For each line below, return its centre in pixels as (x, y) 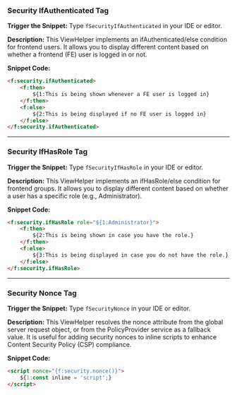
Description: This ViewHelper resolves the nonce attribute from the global (115, 322)
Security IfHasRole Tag (48, 152)
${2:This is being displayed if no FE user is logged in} (120, 114)
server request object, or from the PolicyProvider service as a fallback (109, 329)
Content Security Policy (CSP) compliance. (69, 344)
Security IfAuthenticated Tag (58, 11)
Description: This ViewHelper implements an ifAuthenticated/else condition (117, 39)
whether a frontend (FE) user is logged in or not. (77, 54)
